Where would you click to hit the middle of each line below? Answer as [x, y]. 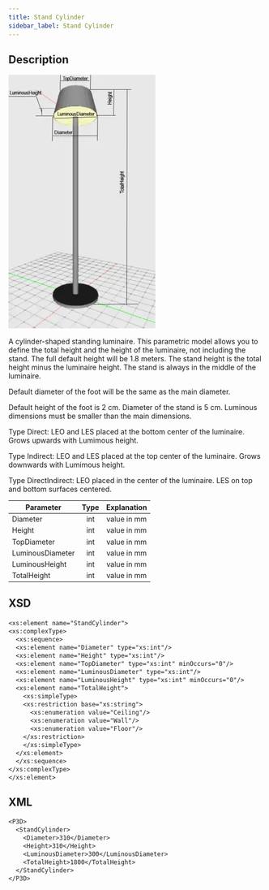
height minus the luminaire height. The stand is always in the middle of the [132, 367]
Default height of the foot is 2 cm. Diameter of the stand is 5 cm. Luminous [133, 408]
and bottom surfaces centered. [60, 489]
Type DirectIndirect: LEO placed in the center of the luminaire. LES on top [130, 481]
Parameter [44, 507]
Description [38, 60]
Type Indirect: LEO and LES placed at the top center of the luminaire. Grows [134, 456]
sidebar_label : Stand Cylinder [61, 26]
